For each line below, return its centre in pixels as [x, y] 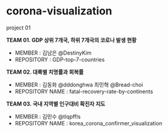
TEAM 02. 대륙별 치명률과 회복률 [45, 72]
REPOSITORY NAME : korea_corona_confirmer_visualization [88, 123]
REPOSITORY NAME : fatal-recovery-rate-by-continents [84, 91]
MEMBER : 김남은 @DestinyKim [53, 53]
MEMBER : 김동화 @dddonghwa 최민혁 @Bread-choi [79, 85]
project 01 [19, 28]
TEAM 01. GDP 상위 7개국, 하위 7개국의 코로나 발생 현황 [71, 40]
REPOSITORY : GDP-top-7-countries [60, 59]
